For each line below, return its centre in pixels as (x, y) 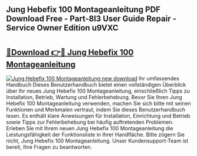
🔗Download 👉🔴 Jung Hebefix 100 (70, 52)
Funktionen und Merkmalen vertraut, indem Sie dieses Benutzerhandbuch (96, 110)
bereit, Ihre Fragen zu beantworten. (49, 147)
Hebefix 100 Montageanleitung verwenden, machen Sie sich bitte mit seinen (99, 103)
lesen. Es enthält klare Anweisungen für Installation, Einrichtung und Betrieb (98, 116)
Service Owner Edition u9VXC (63, 28)
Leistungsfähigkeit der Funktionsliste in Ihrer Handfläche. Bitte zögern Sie (95, 135)
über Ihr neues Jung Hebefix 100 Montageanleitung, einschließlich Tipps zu (98, 91)
